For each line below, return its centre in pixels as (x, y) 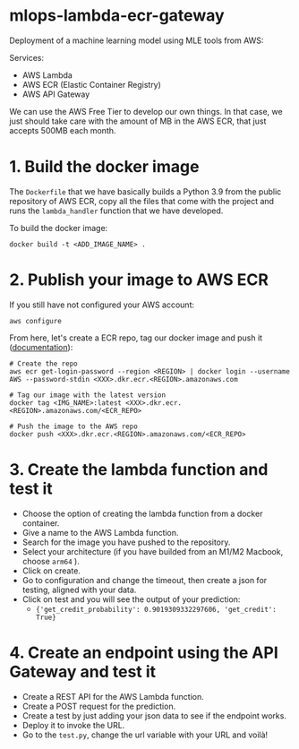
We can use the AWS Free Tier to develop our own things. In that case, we (146, 111)
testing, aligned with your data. (79, 590)
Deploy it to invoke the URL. (73, 725)
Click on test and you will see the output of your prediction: (131, 599)
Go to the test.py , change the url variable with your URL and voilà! (145, 735)
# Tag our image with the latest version (88, 395)
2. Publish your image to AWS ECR (139, 280)
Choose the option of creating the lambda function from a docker (142, 513)
